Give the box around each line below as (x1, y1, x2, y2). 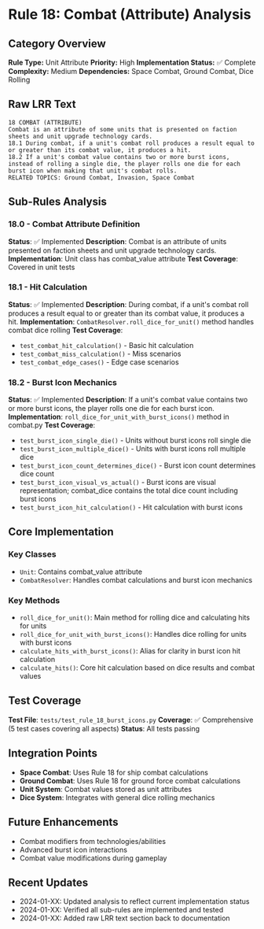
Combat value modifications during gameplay (19, 853, 167, 863)
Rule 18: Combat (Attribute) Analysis (8, 6, 251, 24)
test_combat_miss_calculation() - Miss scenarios (19, 349, 181, 358)
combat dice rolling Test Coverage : (8, 325, 123, 335)
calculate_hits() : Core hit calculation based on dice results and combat (19, 663, 255, 672)
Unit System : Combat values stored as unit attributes (19, 784, 192, 794)
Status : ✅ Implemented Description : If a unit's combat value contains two (8, 395, 248, 405)
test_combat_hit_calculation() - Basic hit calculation (19, 340, 194, 350)
